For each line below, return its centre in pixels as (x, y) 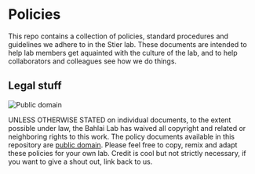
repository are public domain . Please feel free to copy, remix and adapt (123, 145)
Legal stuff (35, 86)
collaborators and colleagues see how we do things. (93, 61)
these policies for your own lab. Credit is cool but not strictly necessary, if (127, 153)
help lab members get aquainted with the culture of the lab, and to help (123, 53)
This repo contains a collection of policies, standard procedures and (118, 36)
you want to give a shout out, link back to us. (80, 161)
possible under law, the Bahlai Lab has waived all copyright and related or (127, 128)
